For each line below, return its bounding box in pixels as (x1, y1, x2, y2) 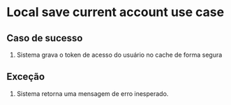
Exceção (6, 71, 45, 83)
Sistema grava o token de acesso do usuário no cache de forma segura (16, 50, 223, 59)
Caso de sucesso (6, 32, 83, 44)
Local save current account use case (6, 4, 225, 20)
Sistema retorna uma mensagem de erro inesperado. (16, 89, 169, 98)
